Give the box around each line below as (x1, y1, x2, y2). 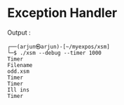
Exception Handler (7, 5, 118, 21)
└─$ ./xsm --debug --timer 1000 (7, 49, 102, 56)
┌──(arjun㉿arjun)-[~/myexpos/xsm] (7, 43, 110, 50)
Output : (7, 28, 31, 37)
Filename (7, 61, 33, 68)
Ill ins (7, 86, 30, 93)
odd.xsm (7, 68, 30, 75)
